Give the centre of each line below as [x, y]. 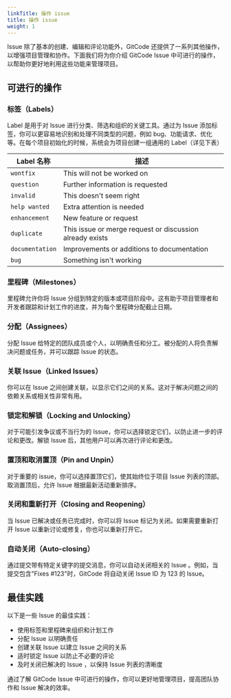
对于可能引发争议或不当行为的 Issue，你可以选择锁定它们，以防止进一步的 [112, 432]
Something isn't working [102, 260]
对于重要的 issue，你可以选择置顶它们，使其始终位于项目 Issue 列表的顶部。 [115, 476]
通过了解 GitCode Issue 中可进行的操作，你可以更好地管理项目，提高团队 [110, 679]
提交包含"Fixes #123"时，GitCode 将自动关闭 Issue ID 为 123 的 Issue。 [108, 574]
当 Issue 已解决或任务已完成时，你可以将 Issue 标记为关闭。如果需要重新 [110, 520]
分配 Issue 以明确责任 [47, 638]
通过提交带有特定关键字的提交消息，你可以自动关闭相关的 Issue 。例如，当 [113, 565]
